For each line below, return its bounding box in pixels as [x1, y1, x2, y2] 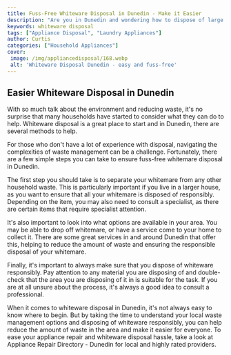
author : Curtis [7, 36, 51, 43]
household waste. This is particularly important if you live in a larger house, [7, 183, 221, 192]
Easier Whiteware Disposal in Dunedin [7, 87, 174, 99]
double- [197, 268, 221, 276]
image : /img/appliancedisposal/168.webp [10, 55, 128, 62]
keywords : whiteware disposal [7, 23, 94, 30]
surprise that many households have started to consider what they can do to [7, 112, 224, 121]
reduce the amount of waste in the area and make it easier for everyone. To [7, 325, 221, 334]
